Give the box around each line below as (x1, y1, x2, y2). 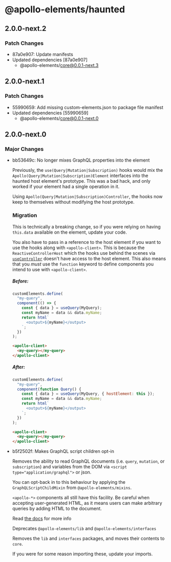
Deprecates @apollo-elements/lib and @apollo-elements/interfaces (12, 525, 157, 532)
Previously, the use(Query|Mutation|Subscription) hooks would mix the (12, 167, 163, 173)
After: (12, 364, 25, 370)
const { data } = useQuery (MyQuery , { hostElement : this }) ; (22, 391, 155, 397)
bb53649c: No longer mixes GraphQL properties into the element (12, 157, 150, 163)
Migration (12, 212, 37, 219)
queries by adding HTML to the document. (12, 505, 102, 512)
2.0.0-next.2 (5, 24, 47, 33)
